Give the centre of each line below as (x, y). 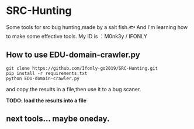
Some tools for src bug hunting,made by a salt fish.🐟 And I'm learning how (97, 27)
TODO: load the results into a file (46, 101)
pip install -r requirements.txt (47, 73)
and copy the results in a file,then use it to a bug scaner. (74, 89)
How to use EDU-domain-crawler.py (73, 55)
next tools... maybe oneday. (58, 119)
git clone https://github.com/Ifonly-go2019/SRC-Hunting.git (82, 68)
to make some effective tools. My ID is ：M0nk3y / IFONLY (77, 36)
